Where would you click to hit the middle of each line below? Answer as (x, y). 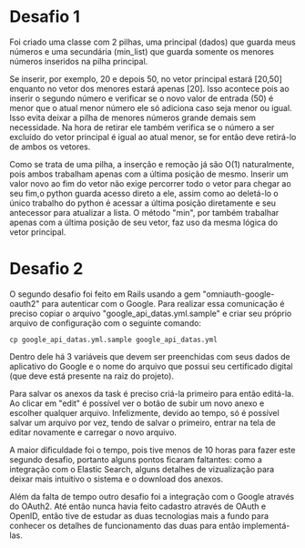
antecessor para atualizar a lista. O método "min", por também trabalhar (144, 212)
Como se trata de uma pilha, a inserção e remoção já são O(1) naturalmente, (152, 164)
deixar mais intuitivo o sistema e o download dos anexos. (117, 479)
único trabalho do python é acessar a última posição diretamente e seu (142, 203)
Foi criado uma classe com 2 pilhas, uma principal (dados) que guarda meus (152, 42)
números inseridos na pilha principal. (79, 61)
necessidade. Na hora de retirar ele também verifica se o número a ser (142, 127)
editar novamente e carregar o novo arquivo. (93, 432)
